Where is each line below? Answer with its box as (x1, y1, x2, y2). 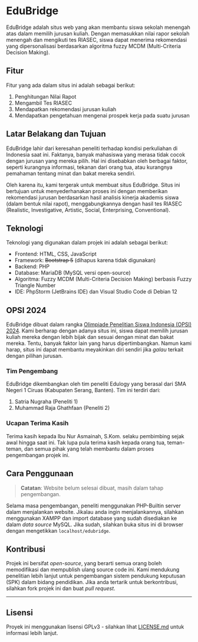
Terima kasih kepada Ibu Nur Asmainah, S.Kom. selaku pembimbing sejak (6, 432, 184, 439)
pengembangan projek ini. (6, 451, 70, 458)
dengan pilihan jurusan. (6, 353, 63, 360)
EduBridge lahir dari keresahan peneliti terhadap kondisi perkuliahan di (6, 145, 178, 152)
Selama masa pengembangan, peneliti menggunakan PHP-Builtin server (6, 502, 181, 509)
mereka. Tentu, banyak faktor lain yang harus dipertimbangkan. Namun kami (6, 340, 192, 347)
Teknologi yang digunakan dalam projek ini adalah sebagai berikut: (6, 239, 169, 246)
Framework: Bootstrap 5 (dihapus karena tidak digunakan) (14, 257, 156, 264)
